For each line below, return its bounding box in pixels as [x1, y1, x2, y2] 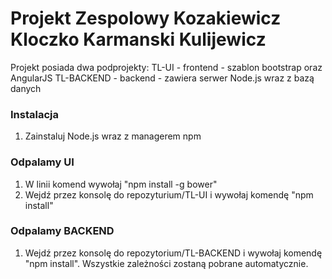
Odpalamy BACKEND [10, 224, 115, 238]
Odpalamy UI [10, 155, 75, 169]
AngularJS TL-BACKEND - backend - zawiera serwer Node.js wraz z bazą [10, 72, 315, 84]
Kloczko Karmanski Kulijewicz [10, 28, 267, 51]
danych [10, 82, 42, 94]
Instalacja [10, 107, 59, 121]
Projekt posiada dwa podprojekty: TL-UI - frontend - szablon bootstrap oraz [10, 61, 323, 73]
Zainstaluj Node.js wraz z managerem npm [24, 130, 202, 142]
